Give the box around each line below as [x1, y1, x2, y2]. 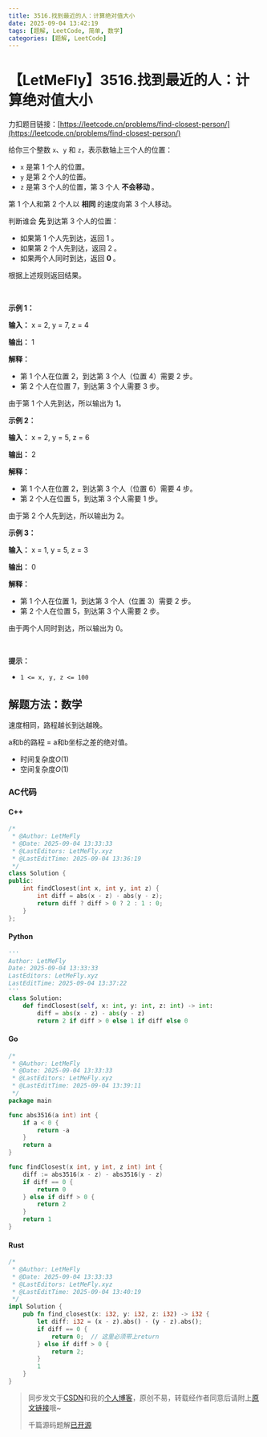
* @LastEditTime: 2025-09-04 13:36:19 [11, 855, 142, 863]
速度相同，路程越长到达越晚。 [8, 721, 107, 729]
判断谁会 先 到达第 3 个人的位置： [8, 216, 119, 226]
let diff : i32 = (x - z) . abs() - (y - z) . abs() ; [37, 1318, 203, 1326]
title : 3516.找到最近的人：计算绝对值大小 [8, 11, 136, 20]
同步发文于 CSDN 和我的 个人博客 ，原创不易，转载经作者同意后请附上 [27, 1393, 253, 1402]
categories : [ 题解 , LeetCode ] [8, 34, 107, 43]
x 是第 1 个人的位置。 [19, 162, 90, 172]
